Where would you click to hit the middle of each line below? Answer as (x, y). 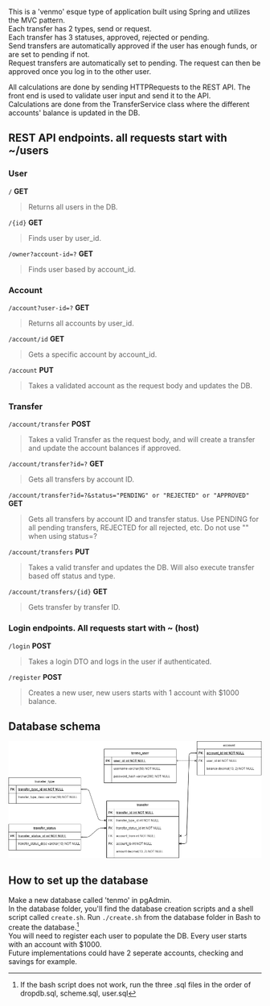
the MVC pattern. (37, 20)
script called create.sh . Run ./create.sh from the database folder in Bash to (135, 917)
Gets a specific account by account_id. (92, 354)
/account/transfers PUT (49, 552)
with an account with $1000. (55, 944)
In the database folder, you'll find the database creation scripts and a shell (131, 909)
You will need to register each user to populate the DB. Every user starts (128, 936)
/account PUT (31, 370)
